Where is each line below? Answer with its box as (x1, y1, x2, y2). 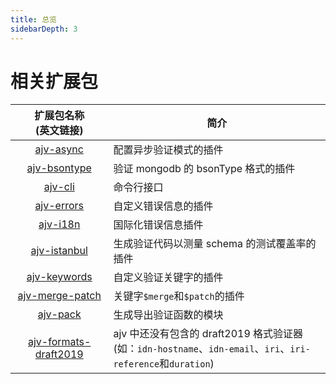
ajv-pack (37, 307, 82, 321)
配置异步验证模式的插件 (113, 143, 224, 157)
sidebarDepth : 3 (10, 24, 78, 34)
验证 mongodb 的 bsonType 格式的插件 (113, 162, 296, 176)
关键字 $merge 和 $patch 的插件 (113, 289, 245, 303)
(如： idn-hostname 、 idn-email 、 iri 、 (113, 342, 291, 356)
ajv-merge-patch (17, 289, 102, 303)
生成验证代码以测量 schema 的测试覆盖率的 (113, 237, 317, 251)
